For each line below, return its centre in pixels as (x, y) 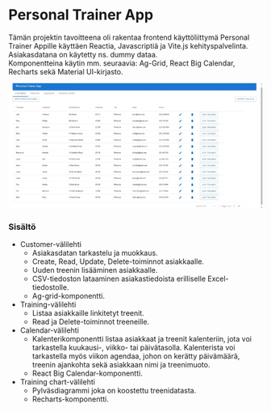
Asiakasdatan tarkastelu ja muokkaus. (95, 253)
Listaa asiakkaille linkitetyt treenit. (88, 313)
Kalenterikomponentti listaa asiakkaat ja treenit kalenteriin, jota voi (142, 339)
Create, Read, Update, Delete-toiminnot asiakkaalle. (118, 261)
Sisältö (22, 227)
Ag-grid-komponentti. (68, 296)
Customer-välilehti (51, 244)
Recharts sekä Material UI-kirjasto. (66, 71)
